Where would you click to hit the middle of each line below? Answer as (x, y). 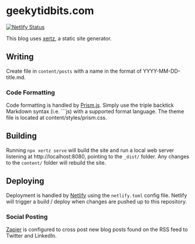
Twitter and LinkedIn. (31, 235)
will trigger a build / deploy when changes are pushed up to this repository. (97, 201)
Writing (20, 57)
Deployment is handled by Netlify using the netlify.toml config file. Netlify (97, 195)
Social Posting (27, 216)
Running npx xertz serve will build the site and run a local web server (90, 150)
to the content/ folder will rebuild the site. (56, 162)
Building (21, 136)
